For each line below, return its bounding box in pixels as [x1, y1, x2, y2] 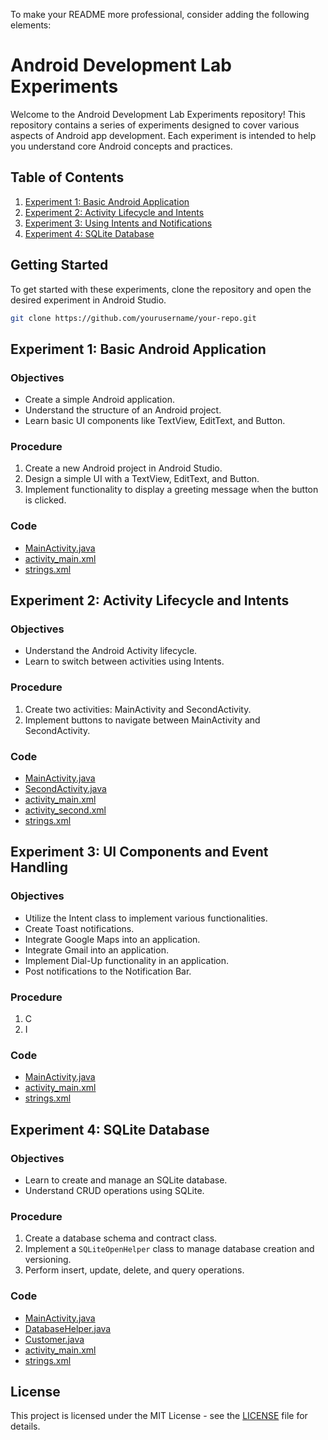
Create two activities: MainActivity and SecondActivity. [24, 703, 252, 715]
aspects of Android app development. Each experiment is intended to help [10, 129, 317, 141]
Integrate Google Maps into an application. [24, 933, 201, 945]
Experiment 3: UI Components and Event [10, 844, 269, 861]
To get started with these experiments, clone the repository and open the [10, 283, 312, 295]
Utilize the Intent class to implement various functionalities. [24, 912, 268, 924]
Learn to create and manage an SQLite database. [24, 1174, 228, 1186]
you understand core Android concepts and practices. [10, 140, 233, 152]
